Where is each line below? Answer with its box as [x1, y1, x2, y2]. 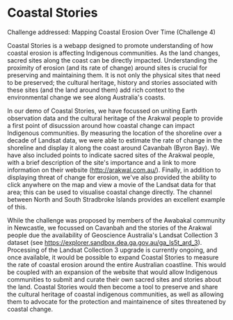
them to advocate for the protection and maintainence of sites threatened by [7, 297, 226, 305]
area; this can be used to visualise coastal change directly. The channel [7, 188, 212, 196]
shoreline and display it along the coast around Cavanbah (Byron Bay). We [7, 143, 220, 152]
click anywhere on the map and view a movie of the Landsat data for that [7, 180, 216, 189]
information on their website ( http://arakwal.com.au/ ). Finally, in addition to [7, 166, 221, 174]
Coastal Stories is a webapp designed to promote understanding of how [7, 41, 214, 49]
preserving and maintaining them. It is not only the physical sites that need [7, 71, 220, 79]
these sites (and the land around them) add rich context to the [7, 86, 185, 94]
